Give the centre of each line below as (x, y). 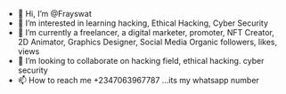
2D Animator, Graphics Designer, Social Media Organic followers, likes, (147, 42)
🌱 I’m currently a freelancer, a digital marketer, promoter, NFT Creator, (146, 32)
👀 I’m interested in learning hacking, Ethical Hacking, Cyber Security (143, 23)
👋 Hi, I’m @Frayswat (54, 14)
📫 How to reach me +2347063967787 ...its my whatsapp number (139, 80)
